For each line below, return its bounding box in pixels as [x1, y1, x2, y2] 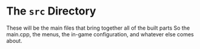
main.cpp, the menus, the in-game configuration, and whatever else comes [6, 30, 194, 38]
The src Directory [6, 4, 96, 18]
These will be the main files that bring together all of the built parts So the [6, 24, 190, 31]
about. [6, 37, 22, 44]
